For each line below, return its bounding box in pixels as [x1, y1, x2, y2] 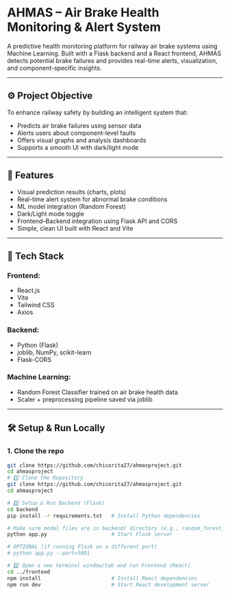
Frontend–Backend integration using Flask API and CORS [16, 217, 178, 225]
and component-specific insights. [7, 64, 102, 72]
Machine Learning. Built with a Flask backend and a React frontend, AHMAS [7, 49, 221, 57]
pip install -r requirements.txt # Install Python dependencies [7, 512, 201, 519]
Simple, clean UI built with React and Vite [16, 224, 133, 232]
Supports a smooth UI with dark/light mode [16, 143, 139, 151]
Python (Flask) [16, 341, 59, 349]
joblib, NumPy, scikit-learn [16, 348, 92, 357]
